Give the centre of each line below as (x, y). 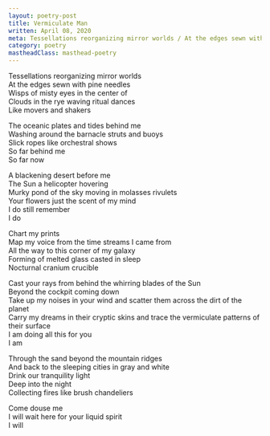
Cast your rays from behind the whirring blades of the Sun (104, 283)
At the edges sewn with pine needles (70, 84)
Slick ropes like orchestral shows (63, 143)
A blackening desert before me (59, 175)
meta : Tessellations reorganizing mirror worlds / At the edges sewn (127, 38)
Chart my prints (34, 233)
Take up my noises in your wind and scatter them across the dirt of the (125, 300)
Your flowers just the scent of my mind (72, 201)
